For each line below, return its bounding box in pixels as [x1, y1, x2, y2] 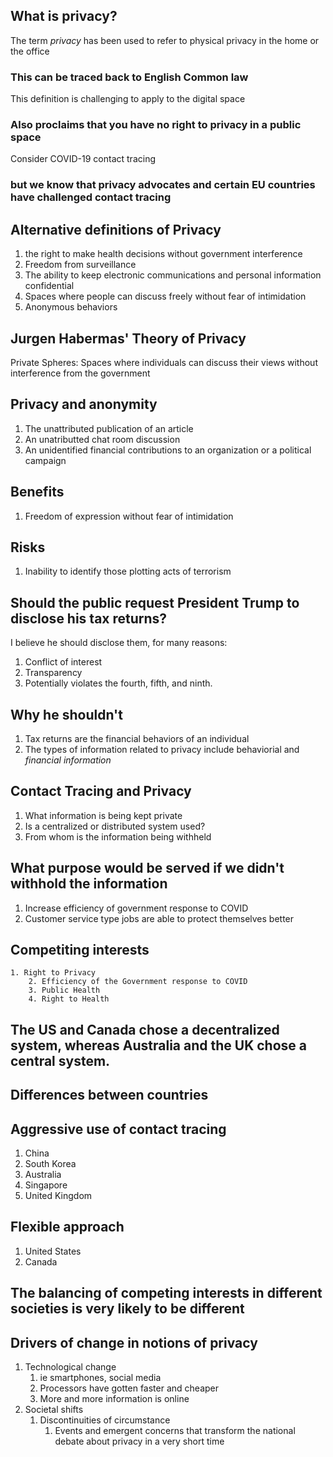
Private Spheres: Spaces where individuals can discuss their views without [10, 356, 318, 368]
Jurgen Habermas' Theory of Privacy [10, 330, 247, 347]
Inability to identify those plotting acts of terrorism [24, 565, 232, 578]
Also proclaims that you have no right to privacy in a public [10, 118, 302, 132]
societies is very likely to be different [10, 1300, 245, 1318]
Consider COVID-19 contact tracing [10, 153, 156, 165]
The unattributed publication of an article [24, 422, 194, 434]
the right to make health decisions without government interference [24, 248, 303, 260]
